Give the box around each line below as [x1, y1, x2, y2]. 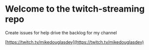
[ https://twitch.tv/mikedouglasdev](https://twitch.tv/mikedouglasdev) [5, 39, 144, 45]
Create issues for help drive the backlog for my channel [5, 30, 117, 35]
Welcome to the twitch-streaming [5, 3, 145, 15]
